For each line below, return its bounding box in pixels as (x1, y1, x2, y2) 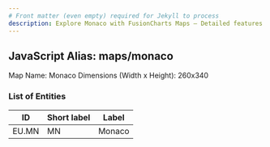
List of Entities (8, 90, 66, 102)
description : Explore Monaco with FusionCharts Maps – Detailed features (8, 19, 264, 27)
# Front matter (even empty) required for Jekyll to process (8, 11, 220, 20)
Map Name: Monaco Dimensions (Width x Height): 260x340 (8, 70, 209, 81)
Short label (47, 111, 91, 123)
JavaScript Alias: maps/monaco (8, 49, 174, 63)
